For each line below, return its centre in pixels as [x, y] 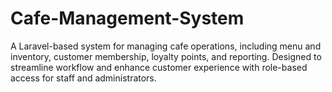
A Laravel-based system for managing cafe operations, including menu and [166, 46]
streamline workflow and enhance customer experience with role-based [159, 67]
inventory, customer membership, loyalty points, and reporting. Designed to [166, 56]
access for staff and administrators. [83, 78]
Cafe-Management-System [127, 18]
